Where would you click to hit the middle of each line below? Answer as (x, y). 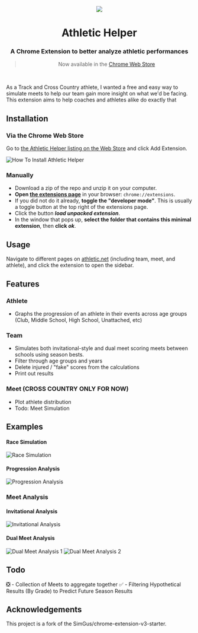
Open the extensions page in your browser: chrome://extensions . (95, 195)
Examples (25, 427)
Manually (20, 176)
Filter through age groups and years (59, 361)
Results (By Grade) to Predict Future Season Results (69, 591)
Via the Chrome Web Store (45, 135)
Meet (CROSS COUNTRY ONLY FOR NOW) (67, 389)
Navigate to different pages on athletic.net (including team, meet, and (91, 259)
